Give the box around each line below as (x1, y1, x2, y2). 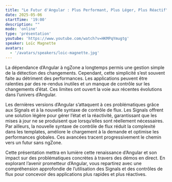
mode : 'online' (5, 27, 38, 32)
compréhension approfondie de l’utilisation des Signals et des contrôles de (5, 166, 163, 172)
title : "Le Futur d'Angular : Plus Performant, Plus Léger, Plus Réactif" (5, 7, 168, 13)
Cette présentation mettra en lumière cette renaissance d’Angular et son (5, 149, 157, 155)
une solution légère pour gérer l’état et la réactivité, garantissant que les (5, 112, 157, 118)
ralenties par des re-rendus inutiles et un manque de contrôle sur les (5, 80, 150, 87)
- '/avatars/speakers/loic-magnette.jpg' (10, 50, 100, 55)
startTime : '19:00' (5, 17, 47, 22)
